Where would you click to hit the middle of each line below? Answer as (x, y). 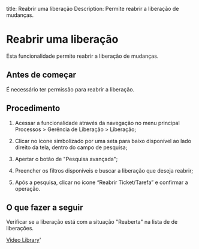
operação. (28, 188)
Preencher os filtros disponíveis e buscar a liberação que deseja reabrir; (104, 170)
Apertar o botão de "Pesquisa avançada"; (66, 159)
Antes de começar (41, 75)
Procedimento (33, 109)
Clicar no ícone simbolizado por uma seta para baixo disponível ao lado (103, 141)
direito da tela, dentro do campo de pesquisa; (71, 147)
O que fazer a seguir (45, 207)
